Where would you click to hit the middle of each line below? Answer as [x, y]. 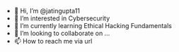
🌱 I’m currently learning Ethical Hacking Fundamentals [93, 26]
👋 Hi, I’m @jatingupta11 [47, 11]
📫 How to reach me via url [53, 41]
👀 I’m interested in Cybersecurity [62, 18]
